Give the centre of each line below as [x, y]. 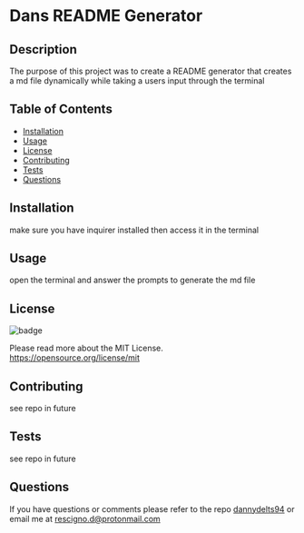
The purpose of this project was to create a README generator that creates [151, 71]
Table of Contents [61, 109]
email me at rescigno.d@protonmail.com [85, 518]
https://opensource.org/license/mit [75, 358]
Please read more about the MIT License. [86, 348]
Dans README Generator [106, 16]
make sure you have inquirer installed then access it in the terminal [134, 230]
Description [43, 49]
